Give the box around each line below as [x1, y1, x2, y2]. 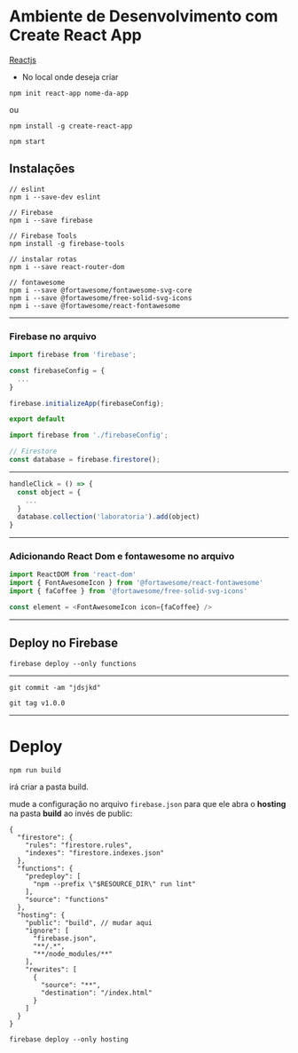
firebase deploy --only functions [9, 659, 137, 668]
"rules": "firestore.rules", [25, 841, 133, 850]
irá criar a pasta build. [9, 781, 89, 792]
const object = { [17, 487, 82, 496]
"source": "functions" [25, 895, 109, 904]
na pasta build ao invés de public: [9, 808, 133, 819]
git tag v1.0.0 [9, 699, 66, 708]
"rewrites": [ [25, 965, 77, 974]
